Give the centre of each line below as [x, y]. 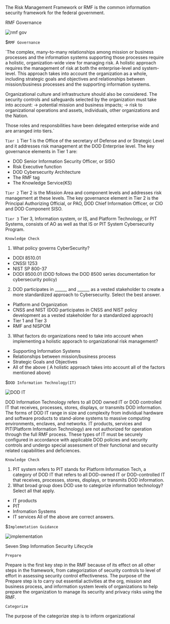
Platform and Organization [40, 304]
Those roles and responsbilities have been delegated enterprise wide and [82, 125]
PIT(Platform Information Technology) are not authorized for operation [79, 429]
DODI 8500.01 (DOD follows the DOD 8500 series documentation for [84, 274]
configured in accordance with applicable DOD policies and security [77, 440]
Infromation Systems [34, 511]
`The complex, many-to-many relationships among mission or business [79, 52]
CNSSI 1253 [25, 263]
